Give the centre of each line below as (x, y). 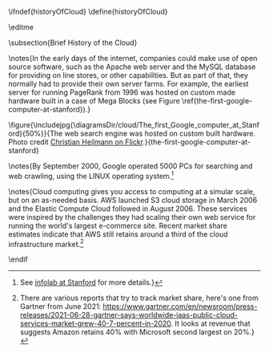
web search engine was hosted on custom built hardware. (160, 133)
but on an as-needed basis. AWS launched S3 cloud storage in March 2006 (133, 200)
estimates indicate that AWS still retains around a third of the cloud (118, 234)
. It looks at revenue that (211, 323)
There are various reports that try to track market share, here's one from (139, 298)
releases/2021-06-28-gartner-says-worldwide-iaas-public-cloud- (129, 315)
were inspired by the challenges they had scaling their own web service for (132, 217)
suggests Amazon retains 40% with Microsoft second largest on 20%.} (137, 332)
